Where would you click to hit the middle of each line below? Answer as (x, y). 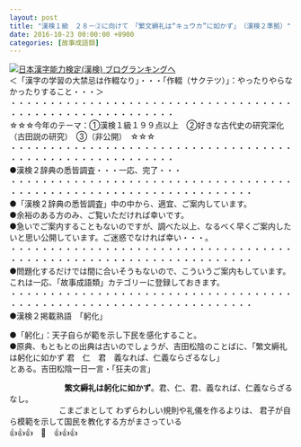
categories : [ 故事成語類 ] (54, 43)
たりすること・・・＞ (64, 92)
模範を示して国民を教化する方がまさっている (99, 422)
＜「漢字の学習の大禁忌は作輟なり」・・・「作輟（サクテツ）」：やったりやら (147, 81)
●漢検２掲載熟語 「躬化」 (58, 316)
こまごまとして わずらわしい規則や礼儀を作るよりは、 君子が (171, 410)
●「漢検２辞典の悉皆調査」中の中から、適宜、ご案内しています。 (130, 204)
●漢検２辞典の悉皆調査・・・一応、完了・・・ (96, 171)
